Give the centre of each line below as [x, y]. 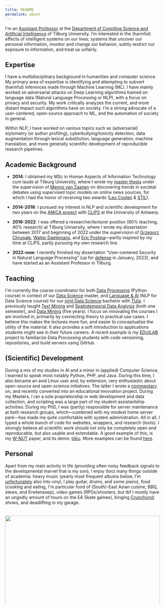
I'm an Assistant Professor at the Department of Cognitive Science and [77, 28]
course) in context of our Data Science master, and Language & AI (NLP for [81, 295]
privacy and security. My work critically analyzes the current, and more [77, 103]
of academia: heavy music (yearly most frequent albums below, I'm [73, 476]
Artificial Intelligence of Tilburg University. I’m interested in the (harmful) [78, 34]
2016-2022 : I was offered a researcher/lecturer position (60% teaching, [85, 222]
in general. [16, 118]
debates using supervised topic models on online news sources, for [81, 192]
